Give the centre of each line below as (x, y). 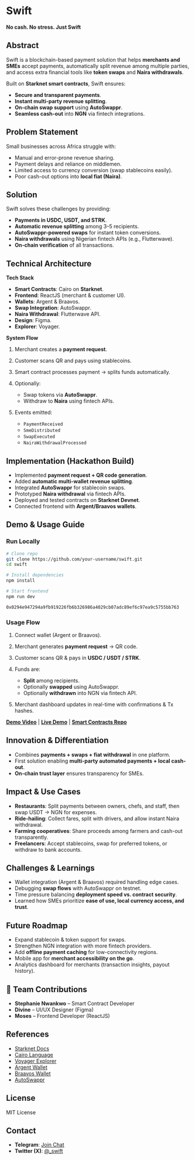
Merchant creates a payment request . (61, 349)
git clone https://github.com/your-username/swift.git (74, 559)
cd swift (17, 565)
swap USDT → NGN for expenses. (56, 812)
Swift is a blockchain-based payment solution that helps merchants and (93, 59)
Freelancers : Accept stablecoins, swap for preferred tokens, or (91, 843)
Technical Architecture (49, 263)
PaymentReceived (43, 424)
